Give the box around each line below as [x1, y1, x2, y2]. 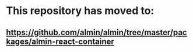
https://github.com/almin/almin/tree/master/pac [6, 27, 188, 37]
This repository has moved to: [6, 4, 155, 18]
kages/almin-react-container [6, 36, 115, 46]
